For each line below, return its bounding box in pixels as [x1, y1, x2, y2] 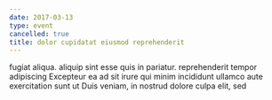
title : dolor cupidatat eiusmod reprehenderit [9, 37, 185, 47]
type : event [9, 21, 53, 30]
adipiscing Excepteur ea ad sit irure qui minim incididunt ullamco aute [9, 72, 264, 82]
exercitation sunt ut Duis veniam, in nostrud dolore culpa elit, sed [9, 81, 247, 91]
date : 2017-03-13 [9, 12, 74, 22]
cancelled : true [9, 29, 69, 38]
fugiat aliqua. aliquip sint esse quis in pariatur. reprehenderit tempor [9, 62, 258, 73]
